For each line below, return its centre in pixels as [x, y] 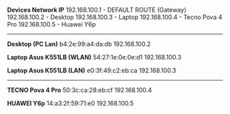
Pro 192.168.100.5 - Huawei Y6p [52, 24]
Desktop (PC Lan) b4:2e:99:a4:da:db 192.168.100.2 [79, 44]
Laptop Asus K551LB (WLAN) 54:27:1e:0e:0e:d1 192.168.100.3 [94, 57]
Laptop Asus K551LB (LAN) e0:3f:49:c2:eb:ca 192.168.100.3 [92, 70]
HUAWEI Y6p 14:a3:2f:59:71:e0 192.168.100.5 [71, 103]
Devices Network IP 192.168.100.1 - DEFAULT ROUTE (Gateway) [97, 10]
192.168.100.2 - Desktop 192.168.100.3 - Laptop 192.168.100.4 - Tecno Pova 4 [115, 17]
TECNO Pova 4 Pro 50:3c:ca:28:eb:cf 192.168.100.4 [80, 90]
